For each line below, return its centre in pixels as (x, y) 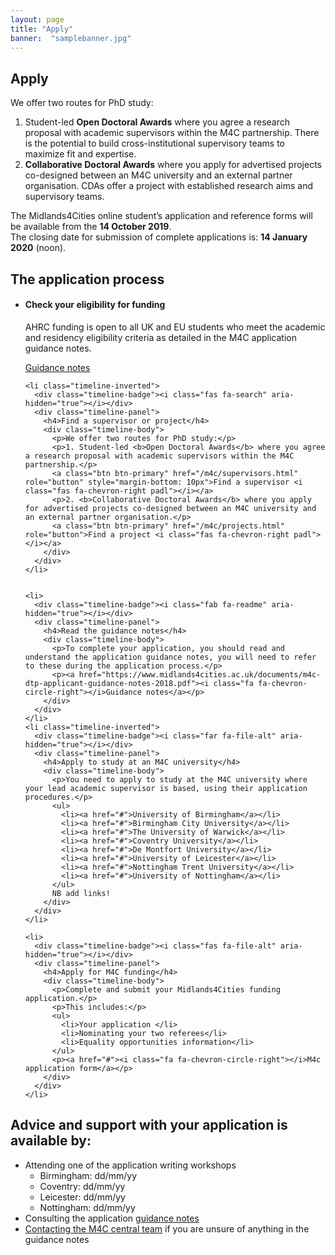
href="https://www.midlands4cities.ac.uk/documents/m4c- (200, 674)
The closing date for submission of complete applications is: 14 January (159, 237)
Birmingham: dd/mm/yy (88, 1175)
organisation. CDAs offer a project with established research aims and (169, 186)
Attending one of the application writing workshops (130, 1165)
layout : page (37, 19)
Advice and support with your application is (149, 1125)
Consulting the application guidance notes (112, 1218)
